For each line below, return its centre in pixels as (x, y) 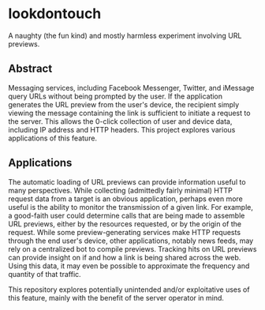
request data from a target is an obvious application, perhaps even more (125, 199)
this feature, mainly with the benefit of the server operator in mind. (116, 297)
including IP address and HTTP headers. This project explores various (122, 129)
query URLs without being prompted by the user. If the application (116, 96)
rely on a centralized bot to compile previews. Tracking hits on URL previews (132, 248)
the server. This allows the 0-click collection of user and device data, (120, 121)
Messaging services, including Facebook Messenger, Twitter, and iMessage (131, 88)
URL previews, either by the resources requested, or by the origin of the (125, 224)
